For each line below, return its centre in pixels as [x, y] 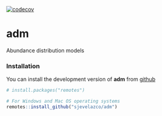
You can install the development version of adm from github [81, 79]
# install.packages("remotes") [46, 91]
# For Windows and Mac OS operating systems [63, 101]
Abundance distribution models [45, 50]
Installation [23, 66]
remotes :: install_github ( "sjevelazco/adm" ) [62, 107]
